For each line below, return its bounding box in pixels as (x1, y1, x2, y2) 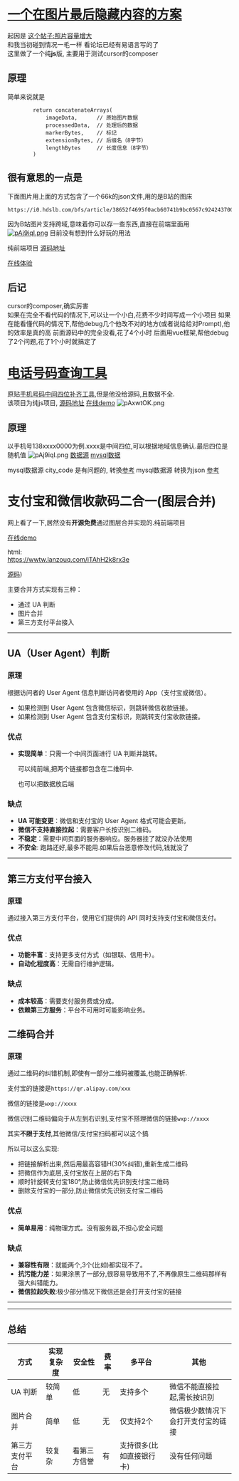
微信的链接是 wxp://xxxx (7, 1099, 77, 1108)
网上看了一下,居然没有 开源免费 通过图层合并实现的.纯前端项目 (7, 518, 186, 527)
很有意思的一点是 (7, 172, 83, 184)
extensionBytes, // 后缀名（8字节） (45, 137, 147, 144)
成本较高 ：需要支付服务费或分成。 (17, 996, 118, 1005)
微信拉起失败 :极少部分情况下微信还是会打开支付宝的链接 (17, 1287, 182, 1296)
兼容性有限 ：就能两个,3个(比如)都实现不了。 (17, 1260, 147, 1269)
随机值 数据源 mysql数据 (7, 451, 121, 459)
